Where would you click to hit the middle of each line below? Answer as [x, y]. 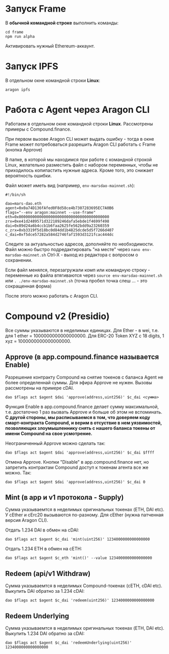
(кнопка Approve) [24, 149]
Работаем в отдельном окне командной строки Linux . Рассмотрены [79, 124]
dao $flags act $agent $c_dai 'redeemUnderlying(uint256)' [69, 643]
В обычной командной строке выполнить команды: [62, 23]
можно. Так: [18, 473]
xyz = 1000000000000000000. [38, 341]
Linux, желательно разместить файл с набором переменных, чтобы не [81, 165]
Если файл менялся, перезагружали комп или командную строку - [78, 270]
